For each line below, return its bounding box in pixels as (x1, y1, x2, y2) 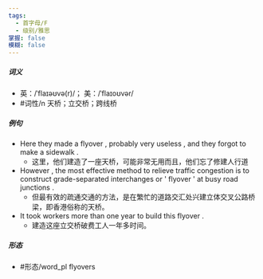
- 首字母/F (15, 19, 48, 27)
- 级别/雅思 (15, 26, 50, 34)
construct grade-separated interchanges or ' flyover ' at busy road (19, 175, 239, 184)
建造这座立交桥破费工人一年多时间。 (31, 221, 151, 230)
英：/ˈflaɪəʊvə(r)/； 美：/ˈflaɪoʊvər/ (19, 88, 134, 98)
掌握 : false (8, 33, 45, 42)
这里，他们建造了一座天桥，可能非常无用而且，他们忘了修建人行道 (31, 157, 249, 167)
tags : (8, 11, 26, 20)
